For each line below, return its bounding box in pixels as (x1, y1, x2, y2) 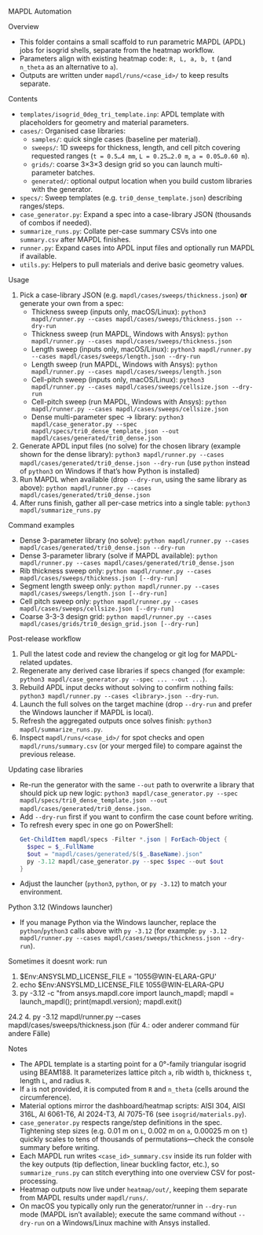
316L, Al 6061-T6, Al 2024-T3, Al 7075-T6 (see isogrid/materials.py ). (19, 1109, 247, 1119)
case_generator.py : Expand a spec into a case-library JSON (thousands (19, 210, 252, 219)
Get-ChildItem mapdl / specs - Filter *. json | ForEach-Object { (19, 835, 228, 843)
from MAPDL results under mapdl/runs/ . (19, 1193, 149, 1203)
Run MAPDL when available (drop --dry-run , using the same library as (19, 475, 247, 484)
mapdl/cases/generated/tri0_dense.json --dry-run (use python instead (19, 458, 250, 467)
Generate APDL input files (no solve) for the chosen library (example (19, 441, 241, 451)
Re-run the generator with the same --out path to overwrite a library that (19, 780, 255, 789)
